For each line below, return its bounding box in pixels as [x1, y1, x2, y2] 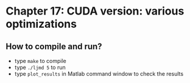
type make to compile [14, 58, 66, 64]
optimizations [5, 17, 77, 31]
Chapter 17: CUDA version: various [5, 4, 185, 18]
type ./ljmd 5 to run [14, 64, 66, 71]
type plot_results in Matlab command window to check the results [14, 70, 184, 77]
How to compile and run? [5, 41, 102, 51]
